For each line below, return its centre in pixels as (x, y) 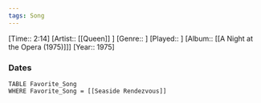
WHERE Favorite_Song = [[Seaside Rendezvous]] (88, 91)
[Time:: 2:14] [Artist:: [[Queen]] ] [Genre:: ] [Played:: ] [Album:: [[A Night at (131, 38)
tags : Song (27, 16)
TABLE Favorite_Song (43, 84)
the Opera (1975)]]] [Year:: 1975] (61, 47)
